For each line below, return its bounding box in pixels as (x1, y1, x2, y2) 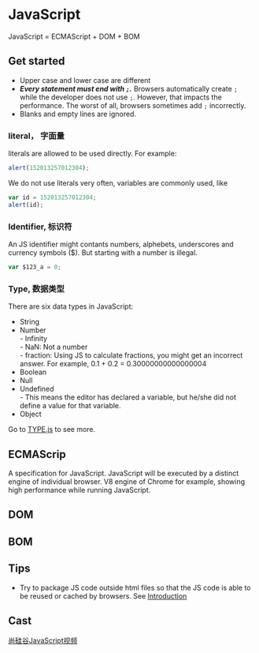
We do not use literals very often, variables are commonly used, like (8, 178, 228, 187)
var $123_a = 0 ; (8, 263, 61, 271)
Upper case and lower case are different (19, 75, 151, 84)
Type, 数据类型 (8, 283, 65, 294)
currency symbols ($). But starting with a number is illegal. (8, 247, 198, 257)
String (19, 317, 40, 327)
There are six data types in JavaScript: (8, 302, 134, 311)
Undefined (19, 385, 54, 394)
